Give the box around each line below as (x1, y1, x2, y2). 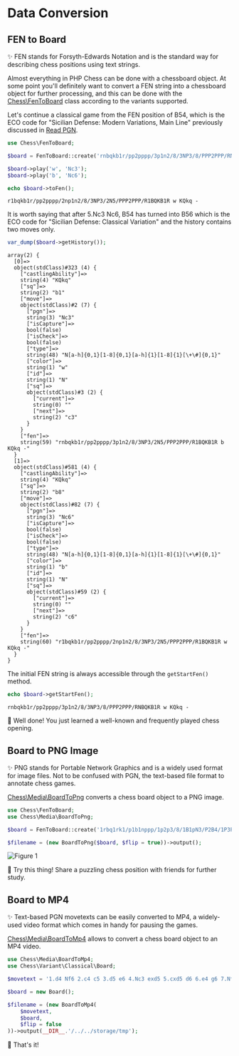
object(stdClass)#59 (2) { (26, 589, 107, 596)
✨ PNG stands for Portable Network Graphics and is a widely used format (7, 763, 223, 772)
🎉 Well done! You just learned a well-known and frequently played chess (7, 716, 220, 725)
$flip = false (20, 1021, 62, 1028)
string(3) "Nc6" (26, 514, 75, 521)
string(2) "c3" (33, 414, 78, 421)
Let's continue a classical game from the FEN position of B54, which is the (7, 110, 225, 119)
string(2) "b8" (20, 489, 65, 496)
